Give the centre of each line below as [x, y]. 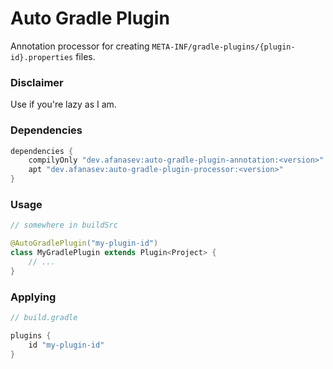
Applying [33, 297]
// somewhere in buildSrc [64, 225]
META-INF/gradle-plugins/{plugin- [223, 47]
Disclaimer [37, 82]
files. [85, 56]
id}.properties [42, 57]
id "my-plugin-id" [66, 345]
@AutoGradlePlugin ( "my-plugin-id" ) [84, 243]
